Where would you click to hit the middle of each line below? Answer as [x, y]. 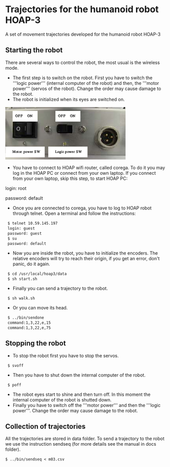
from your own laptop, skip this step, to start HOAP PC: [70, 178]
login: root [16, 188]
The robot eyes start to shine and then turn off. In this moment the [81, 394]
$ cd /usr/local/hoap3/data [37, 274]
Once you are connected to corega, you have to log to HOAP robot [82, 208]
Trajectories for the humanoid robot [82, 9]
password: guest [25, 233]
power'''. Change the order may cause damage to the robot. [75, 411]
